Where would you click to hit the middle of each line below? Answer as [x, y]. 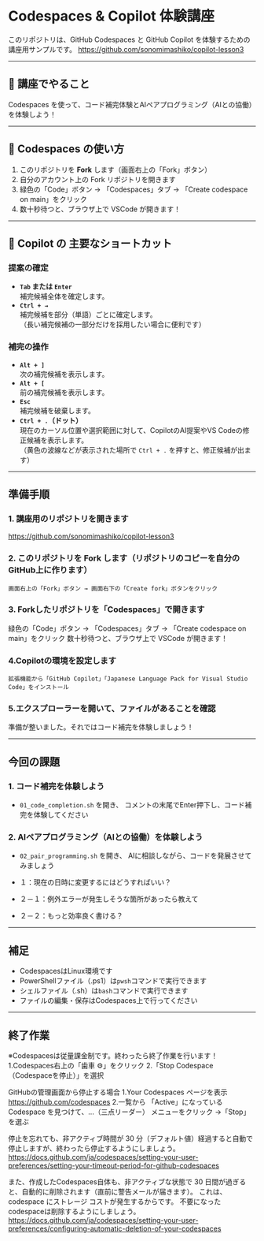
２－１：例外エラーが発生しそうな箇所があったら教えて [109, 899]
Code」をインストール [38, 688]
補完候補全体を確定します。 [64, 296]
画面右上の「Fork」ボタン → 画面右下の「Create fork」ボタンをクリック [113, 588]
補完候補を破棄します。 [57, 410]
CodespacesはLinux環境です [66, 971]
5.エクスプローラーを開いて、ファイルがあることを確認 [112, 709]
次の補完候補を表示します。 [64, 374]
